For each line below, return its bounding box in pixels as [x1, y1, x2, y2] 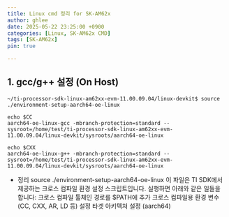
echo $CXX [7, 144, 36, 151]
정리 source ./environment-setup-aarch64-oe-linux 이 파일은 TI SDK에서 [17, 175, 223, 184]
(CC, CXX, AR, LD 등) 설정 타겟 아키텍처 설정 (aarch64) [17, 202, 171, 210]
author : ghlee [7, 17, 49, 24]
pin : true [7, 43, 36, 50]
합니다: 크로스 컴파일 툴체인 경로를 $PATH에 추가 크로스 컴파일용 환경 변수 [17, 193, 220, 201]
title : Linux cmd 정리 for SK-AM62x [7, 10, 111, 17]
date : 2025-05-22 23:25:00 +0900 [7, 23, 105, 30]
